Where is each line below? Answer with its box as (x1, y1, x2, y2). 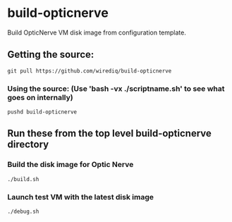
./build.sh (7, 175, 39, 183)
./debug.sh (7, 208, 39, 216)
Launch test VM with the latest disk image (7, 192, 154, 202)
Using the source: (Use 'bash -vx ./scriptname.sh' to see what (7, 83, 225, 93)
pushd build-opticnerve (7, 109, 78, 116)
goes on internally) (7, 92, 73, 102)
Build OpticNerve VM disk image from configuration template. (7, 28, 187, 37)
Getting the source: (7, 49, 94, 61)
